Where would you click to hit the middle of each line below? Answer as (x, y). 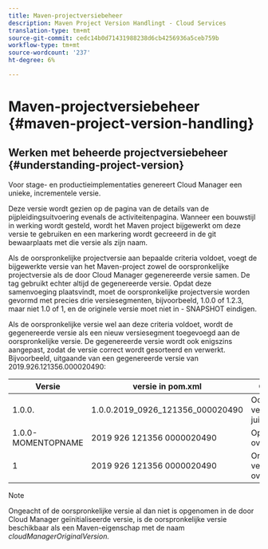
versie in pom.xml (167, 386)
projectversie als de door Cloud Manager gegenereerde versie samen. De (129, 274)
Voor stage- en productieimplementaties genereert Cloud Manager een (125, 184)
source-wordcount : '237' (49, 53)
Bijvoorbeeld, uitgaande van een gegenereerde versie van (104, 358)
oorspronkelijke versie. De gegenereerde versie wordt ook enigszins (120, 341)
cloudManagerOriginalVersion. (59, 536)
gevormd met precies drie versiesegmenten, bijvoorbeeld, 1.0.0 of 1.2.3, (126, 300)
